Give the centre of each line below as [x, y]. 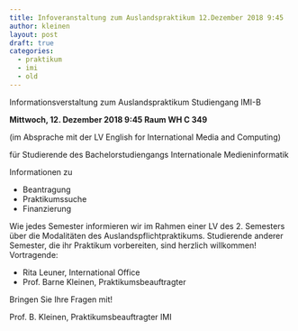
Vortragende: [34, 254]
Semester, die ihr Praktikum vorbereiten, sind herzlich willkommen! [133, 245]
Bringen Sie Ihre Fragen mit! [61, 299]
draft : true [32, 43]
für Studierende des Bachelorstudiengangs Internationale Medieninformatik [149, 154]
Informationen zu [41, 171]
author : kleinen [40, 26]
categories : [32, 51]
